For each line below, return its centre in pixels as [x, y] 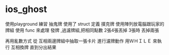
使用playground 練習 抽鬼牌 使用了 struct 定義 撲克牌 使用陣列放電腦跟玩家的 [85, 24]
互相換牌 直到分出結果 [34, 47]
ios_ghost [26, 9]
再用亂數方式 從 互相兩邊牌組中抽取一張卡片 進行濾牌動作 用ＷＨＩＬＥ [78, 41]
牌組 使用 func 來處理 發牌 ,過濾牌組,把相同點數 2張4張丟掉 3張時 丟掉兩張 [82, 30]
